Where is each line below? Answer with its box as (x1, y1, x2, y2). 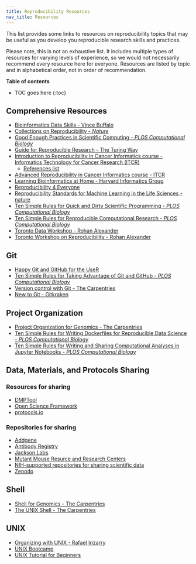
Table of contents (6, 77, 50, 85)
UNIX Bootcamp (14, 545, 54, 552)
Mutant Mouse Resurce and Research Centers (14, 455, 126, 462)
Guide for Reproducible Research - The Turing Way (14, 146, 139, 153)
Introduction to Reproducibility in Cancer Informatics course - (14, 153, 163, 160)
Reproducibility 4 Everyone (14, 184, 80, 191)
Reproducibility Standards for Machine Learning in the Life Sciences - (14, 190, 183, 197)
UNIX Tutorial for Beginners (14, 551, 81, 558)
